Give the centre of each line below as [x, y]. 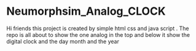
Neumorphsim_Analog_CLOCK [86, 11]
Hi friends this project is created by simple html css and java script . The [98, 28]
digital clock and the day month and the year [63, 41]
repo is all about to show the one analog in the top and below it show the [98, 34]
